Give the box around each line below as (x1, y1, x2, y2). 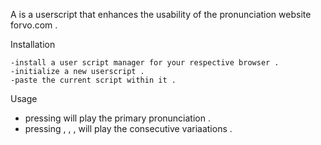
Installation (10, 39, 56, 50)
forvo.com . (10, 19, 58, 31)
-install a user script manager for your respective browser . (10, 58, 280, 68)
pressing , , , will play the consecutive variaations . (24, 123, 233, 134)
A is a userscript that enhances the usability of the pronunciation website (10, 9, 312, 20)
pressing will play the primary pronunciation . (24, 112, 211, 124)
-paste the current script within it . (10, 75, 177, 85)
